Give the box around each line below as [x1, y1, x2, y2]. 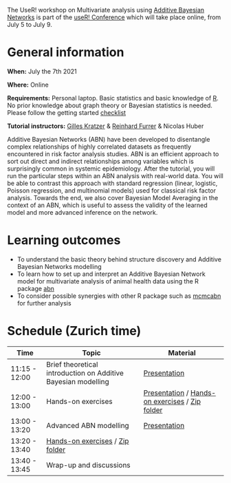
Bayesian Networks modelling [16, 262, 102, 270]
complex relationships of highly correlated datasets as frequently [7, 142, 191, 151]
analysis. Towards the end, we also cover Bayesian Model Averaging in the [7, 193, 219, 202]
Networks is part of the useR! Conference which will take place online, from [7, 13, 221, 21]
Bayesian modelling [46, 376, 109, 386]
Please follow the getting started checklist [7, 108, 126, 116]
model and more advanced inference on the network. [7, 208, 158, 216]
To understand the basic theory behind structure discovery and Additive [16, 255, 222, 264]
